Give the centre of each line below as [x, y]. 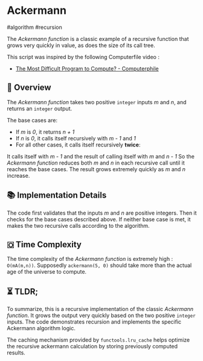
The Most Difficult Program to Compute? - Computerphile [87, 68]
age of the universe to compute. [47, 272]
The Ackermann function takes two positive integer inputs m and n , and [97, 102]
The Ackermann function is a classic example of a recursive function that [98, 39]
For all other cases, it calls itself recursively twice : [78, 145]
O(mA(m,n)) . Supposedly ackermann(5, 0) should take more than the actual [99, 265]
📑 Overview [29, 88]
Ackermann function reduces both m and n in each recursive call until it [96, 163]
